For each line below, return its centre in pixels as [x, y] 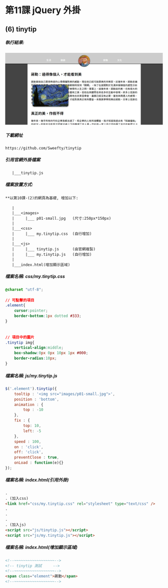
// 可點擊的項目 [20, 300]
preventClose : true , [36, 458]
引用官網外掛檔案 [23, 160]
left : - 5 [32, 431]
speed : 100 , [28, 442]
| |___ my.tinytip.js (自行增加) [52, 254]
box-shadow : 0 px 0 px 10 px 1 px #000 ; [51, 353]
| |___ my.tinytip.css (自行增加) [52, 234]
